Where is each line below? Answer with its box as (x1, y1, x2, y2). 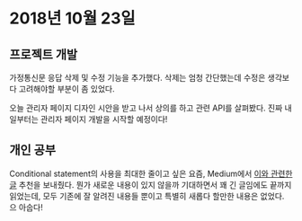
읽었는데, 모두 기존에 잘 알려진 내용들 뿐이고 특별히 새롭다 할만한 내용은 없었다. (9, 190, 285, 201)
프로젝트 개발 (9, 47, 78, 62)
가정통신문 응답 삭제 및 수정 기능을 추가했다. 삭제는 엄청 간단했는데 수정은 (9, 73, 266, 83)
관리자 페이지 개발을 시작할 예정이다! (40, 114, 168, 124)
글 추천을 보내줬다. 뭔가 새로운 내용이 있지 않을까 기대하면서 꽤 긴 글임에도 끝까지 (9, 179, 292, 190)
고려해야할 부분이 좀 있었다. (18, 84, 115, 94)
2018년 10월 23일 (9, 8, 137, 29)
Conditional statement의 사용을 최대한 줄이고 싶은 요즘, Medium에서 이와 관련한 (9, 168, 293, 179)
